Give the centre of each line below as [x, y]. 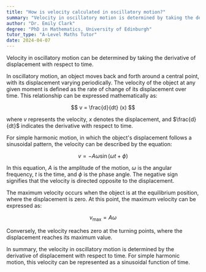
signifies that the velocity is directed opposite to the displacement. [90, 181]
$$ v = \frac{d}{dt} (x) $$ [103, 107]
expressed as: [24, 206]
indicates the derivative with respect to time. [77, 126]
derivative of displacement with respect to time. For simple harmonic [93, 255]
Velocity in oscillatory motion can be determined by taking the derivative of [101, 58]
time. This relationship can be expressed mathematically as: [82, 96]
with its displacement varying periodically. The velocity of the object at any [101, 83]
